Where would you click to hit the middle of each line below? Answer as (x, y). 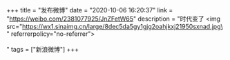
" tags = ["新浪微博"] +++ (43, 49)
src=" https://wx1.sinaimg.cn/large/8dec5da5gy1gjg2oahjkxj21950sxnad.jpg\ (114, 27)
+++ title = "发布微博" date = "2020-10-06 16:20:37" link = (90, 10)
